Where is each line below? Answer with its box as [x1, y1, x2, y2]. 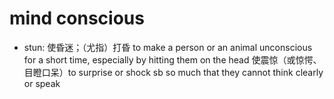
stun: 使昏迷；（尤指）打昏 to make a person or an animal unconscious [23, 41, 313, 53]
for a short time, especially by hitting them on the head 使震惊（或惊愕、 [23, 53, 322, 66]
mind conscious [9, 7, 145, 30]
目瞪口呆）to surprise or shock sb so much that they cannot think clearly [23, 66, 324, 78]
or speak [23, 77, 61, 89]
